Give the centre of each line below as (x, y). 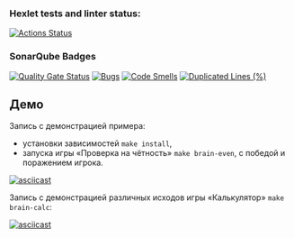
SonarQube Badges (53, 57)
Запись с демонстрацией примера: (77, 126)
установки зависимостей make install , (97, 143)
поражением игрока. (62, 163)
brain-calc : (31, 207)
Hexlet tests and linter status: (75, 14)
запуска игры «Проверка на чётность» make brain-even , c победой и (154, 153)
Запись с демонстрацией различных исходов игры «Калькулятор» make (147, 197)
